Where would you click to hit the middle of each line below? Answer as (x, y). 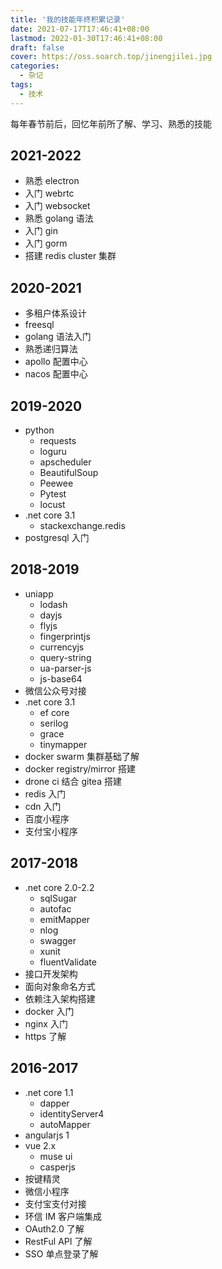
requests (58, 441)
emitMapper (65, 919)
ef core (54, 712)
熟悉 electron (52, 181)
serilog (54, 723)
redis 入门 (45, 793)
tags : (21, 85)
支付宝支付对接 (55, 1203)
